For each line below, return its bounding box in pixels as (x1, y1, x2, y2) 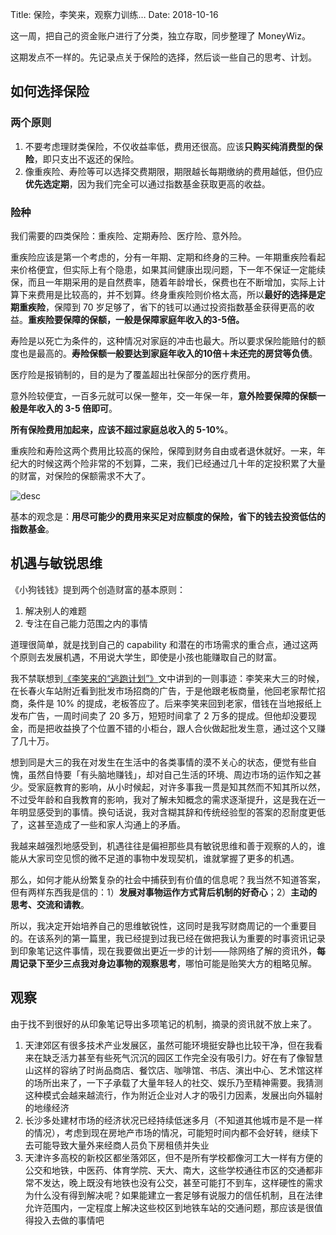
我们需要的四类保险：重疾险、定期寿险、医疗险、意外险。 (10, 229, 247, 242)
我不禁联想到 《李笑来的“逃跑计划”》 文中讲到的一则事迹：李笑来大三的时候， (10, 672, 325, 684)
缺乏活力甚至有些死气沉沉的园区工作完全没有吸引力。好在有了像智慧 (42, 1051, 323, 1063)
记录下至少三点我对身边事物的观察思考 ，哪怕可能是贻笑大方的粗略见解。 (18, 957, 317, 969)
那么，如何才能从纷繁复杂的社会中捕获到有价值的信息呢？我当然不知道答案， (10, 873, 326, 885)
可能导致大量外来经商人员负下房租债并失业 (33, 1139, 210, 1151)
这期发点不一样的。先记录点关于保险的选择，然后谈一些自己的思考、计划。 (10, 51, 317, 63)
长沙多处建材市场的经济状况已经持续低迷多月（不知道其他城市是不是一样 (24, 1114, 323, 1126)
